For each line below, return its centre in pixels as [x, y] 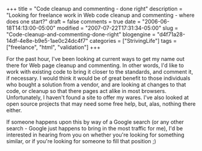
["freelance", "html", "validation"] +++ [54, 47]
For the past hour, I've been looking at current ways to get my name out [95, 59]
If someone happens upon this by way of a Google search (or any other [95, 122]
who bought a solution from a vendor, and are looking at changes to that [96, 85]
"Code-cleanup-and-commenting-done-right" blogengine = [81, 34]
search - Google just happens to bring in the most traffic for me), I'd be [95, 128]
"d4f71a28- [171, 34]
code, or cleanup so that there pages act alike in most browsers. [86, 91]
